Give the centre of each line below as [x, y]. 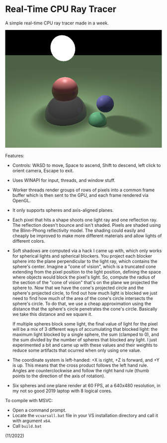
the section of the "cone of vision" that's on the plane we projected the [85, 282]
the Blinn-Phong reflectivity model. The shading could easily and [79, 230]
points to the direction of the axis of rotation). [59, 376]
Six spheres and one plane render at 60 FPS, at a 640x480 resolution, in [86, 385]
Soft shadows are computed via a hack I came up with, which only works [87, 251]
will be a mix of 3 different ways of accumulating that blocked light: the [85, 329]
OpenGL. [21, 200]
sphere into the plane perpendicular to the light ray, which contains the [85, 261]
